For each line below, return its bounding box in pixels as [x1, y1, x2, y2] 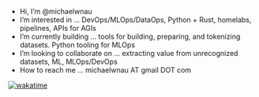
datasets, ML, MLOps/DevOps [19, 57, 118, 66]
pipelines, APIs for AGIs [19, 24, 96, 32]
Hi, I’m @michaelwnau [19, 7, 92, 16]
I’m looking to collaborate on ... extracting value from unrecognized [19, 49, 238, 58]
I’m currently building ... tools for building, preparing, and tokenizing [19, 32, 241, 41]
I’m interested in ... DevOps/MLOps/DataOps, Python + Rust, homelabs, [19, 15, 252, 24]
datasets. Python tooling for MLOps [19, 40, 136, 50]
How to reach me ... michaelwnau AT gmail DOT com [19, 65, 192, 74]
